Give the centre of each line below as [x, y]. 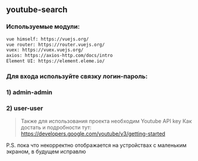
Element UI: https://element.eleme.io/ [56, 61]
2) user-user [25, 108]
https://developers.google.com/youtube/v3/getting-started [93, 134]
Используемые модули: [43, 27]
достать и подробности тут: [56, 128]
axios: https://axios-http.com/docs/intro [59, 56]
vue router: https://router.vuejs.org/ [56, 45]
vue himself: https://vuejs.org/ [48, 39]
